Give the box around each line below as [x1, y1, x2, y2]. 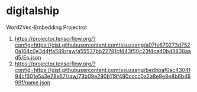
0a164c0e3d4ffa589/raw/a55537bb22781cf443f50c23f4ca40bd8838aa [14, 47, 191, 54]
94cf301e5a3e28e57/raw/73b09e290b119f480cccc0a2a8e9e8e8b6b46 [14, 73, 191, 80]
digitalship [6, 4, 60, 18]
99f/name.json [14, 78, 51, 86]
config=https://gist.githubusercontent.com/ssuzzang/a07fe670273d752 [14, 41, 190, 48]
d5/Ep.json [14, 54, 41, 61]
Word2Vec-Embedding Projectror [6, 24, 88, 31]
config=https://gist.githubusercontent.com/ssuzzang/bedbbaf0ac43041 [14, 66, 191, 73]
